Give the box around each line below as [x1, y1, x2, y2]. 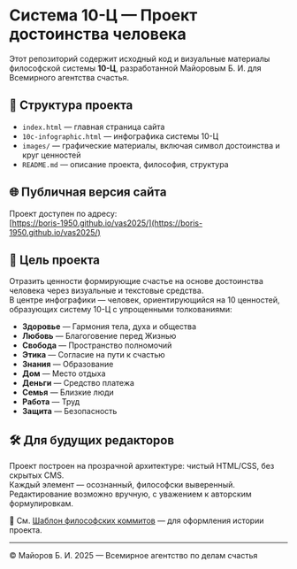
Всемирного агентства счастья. [9, 72, 130, 82]
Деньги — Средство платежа [21, 378, 135, 388]
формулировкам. [9, 498, 73, 509]
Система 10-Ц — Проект [9, 5, 198, 26]
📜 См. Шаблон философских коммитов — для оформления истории [9, 515, 264, 527]
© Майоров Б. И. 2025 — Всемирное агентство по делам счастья [9, 550, 258, 561]
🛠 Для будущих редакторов [9, 433, 175, 448]
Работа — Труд [21, 396, 80, 407]
